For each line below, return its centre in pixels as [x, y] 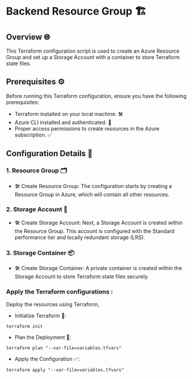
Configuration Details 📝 [49, 154]
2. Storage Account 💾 [37, 210]
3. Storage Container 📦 [40, 252]
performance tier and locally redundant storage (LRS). [80, 237]
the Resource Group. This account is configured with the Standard [94, 231]
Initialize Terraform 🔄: [40, 316]
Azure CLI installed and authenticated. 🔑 [63, 122]
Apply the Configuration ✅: [47, 359]
